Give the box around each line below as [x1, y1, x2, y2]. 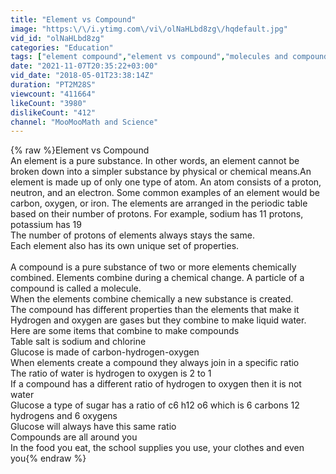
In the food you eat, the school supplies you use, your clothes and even [10, 442, 305, 454]
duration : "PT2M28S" [10, 80, 97, 90]
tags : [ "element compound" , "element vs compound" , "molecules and [10, 52, 288, 62]
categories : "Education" [10, 42, 114, 53]
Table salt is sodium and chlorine [10, 336, 147, 348]
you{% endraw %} [10, 452, 87, 465]
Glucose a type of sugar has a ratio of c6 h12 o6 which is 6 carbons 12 [10, 399, 300, 411]
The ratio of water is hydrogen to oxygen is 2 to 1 [10, 367, 212, 380]
